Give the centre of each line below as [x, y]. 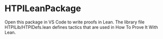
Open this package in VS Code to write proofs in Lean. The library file [75, 22]
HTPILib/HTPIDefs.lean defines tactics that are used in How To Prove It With [81, 27]
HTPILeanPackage [43, 9]
